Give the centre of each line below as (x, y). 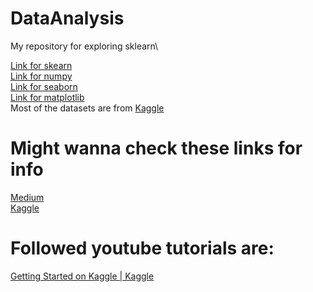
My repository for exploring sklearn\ (84, 46)
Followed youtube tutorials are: (142, 248)
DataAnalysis (67, 18)
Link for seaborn (44, 86)
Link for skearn (41, 65)
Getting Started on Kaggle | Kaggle (82, 276)
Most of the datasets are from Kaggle (87, 108)
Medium (27, 197)
